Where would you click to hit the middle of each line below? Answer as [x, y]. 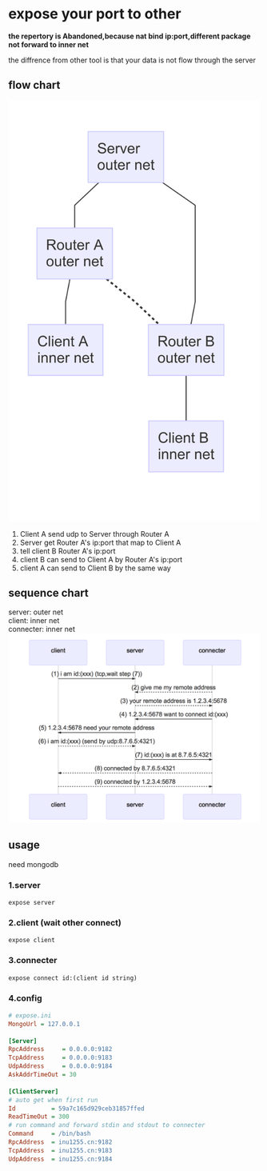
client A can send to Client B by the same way [96, 568]
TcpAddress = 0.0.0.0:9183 [60, 1058]
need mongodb [34, 864]
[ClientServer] [34, 1091]
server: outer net [36, 612]
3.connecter [33, 961]
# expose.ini [30, 1015]
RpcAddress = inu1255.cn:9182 [60, 1142]
